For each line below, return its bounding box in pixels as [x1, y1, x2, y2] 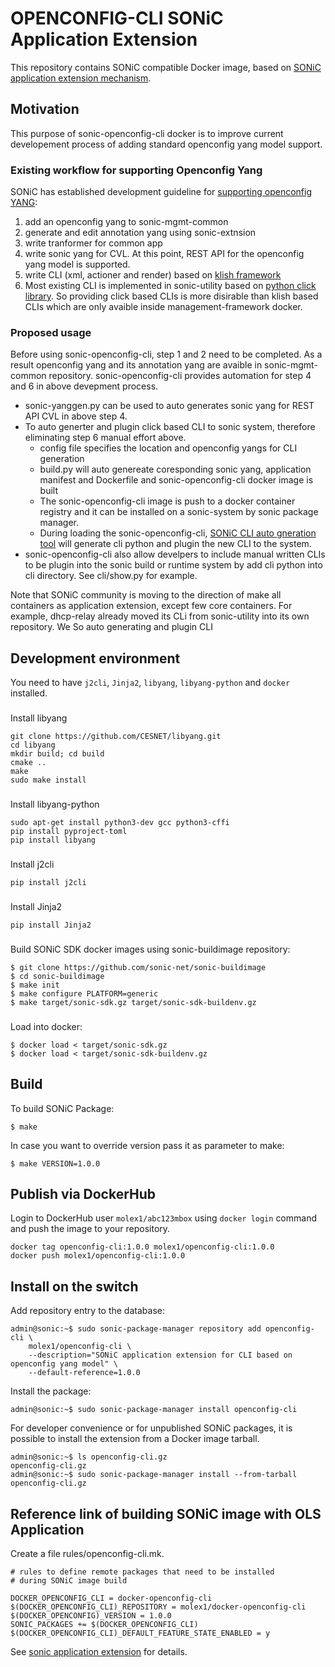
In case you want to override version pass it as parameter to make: [10, 1139, 285, 1151]
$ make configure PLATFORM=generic [10, 988, 159, 999]
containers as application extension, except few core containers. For [10, 600, 293, 612]
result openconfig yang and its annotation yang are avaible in [10, 359, 263, 371]
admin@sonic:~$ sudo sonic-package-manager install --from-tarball [10, 1470, 298, 1480]
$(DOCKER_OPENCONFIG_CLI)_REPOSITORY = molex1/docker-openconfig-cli [10, 1602, 307, 1612]
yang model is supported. [24, 258, 131, 271]
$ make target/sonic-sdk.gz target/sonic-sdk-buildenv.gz [10, 997, 257, 1007]
